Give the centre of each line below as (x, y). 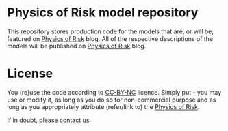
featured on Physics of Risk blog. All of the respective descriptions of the (110, 38)
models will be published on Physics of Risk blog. (77, 46)
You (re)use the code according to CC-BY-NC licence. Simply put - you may (114, 92)
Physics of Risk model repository (103, 13)
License (30, 74)
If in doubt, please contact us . (49, 120)
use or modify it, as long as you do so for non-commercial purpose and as (112, 100)
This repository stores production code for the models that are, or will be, (111, 31)
